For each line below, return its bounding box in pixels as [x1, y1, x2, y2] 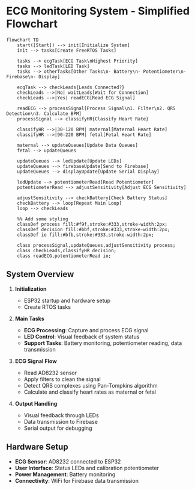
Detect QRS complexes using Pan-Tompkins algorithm [23, 382, 158, 389]
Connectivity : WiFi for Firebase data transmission [14, 477, 139, 484]
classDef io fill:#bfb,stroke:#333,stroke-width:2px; [17, 232, 154, 238]
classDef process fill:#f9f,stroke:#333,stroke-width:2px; [17, 221, 168, 227]
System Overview [6, 269, 74, 279]
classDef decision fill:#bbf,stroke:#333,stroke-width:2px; [17, 226, 170, 232]
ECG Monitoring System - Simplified [6, 4, 190, 18]
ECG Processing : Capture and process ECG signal [23, 326, 149, 333]
